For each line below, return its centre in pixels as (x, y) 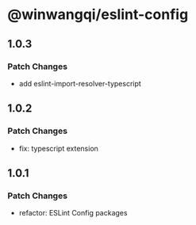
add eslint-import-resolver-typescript (80, 83)
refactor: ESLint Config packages (73, 213)
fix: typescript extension (58, 148)
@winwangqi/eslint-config (98, 15)
